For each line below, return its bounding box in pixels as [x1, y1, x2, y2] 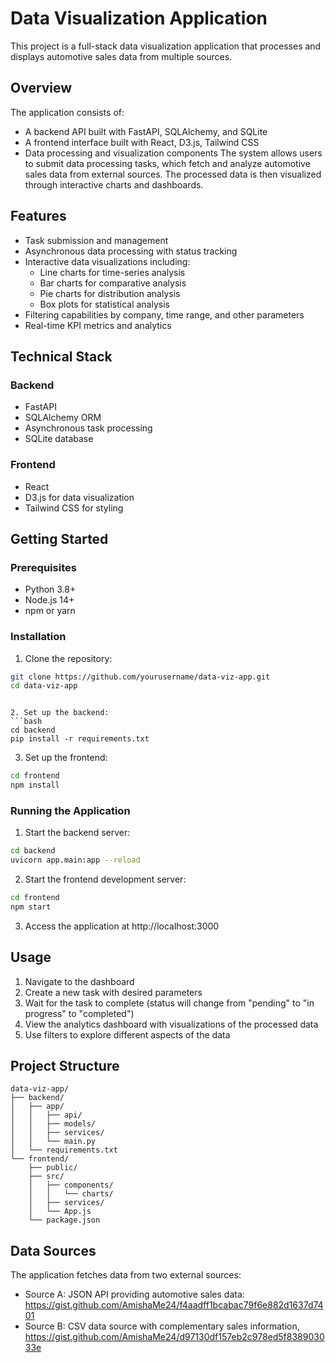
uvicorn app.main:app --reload [10, 855, 141, 866]
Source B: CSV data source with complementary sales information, [24, 1320, 300, 1332]
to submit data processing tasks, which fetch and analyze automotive [24, 157, 311, 169]
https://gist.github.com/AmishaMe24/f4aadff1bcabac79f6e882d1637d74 [24, 1299, 324, 1311]
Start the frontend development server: [24, 873, 187, 886]
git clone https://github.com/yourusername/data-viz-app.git [10, 672, 271, 682]
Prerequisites [10, 560, 77, 574]
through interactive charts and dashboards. [24, 178, 204, 191]
